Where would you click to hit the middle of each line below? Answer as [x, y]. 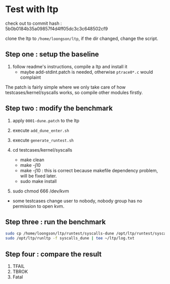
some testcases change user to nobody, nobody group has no [77, 201]
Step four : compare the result [54, 254]
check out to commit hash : [34, 23]
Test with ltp [32, 9]
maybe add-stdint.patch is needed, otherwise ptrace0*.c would [87, 72]
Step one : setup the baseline [52, 54]
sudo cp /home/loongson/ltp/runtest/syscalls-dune [60, 233]
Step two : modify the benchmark [59, 108]
